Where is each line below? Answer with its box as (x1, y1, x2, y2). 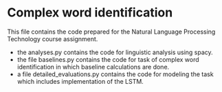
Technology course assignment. (7, 34, 98, 43)
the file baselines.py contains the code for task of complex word (16, 55, 199, 63)
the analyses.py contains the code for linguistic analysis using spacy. (16, 48, 213, 56)
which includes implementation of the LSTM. (16, 77, 144, 85)
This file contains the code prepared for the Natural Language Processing (7, 27, 216, 36)
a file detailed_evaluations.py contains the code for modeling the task (16, 70, 214, 78)
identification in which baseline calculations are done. (16, 62, 170, 71)
